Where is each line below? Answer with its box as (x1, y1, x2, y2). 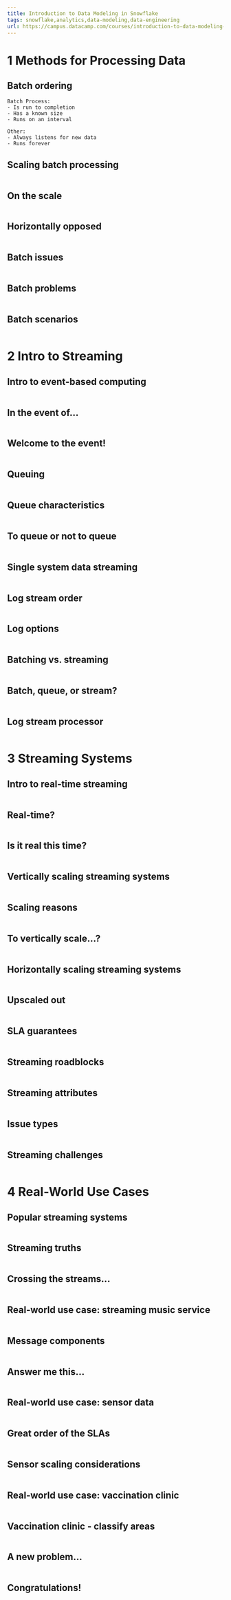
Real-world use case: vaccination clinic (7, 1489, 179, 1501)
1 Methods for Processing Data (7, 52, 186, 68)
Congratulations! (7, 1582, 82, 1594)
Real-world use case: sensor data (7, 1397, 155, 1409)
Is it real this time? (7, 840, 87, 852)
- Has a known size (7, 110, 63, 117)
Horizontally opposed (7, 221, 102, 233)
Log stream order (7, 592, 82, 604)
